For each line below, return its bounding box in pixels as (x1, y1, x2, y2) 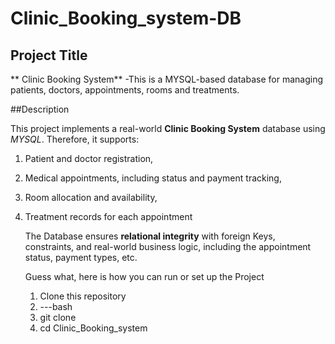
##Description (10, 103, 70, 115)
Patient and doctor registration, (24, 153, 154, 164)
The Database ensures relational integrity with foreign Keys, (24, 230, 276, 242)
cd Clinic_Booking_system (39, 322, 148, 334)
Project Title (10, 47, 88, 64)
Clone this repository (39, 290, 127, 302)
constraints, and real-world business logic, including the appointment (24, 241, 312, 252)
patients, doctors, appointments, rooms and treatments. (10, 84, 240, 96)
